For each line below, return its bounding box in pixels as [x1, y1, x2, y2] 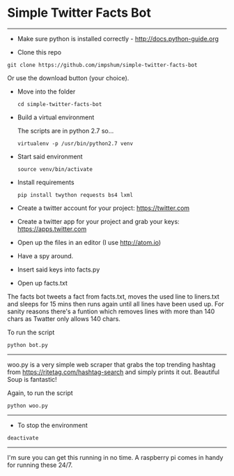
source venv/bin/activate [17, 165, 93, 172]
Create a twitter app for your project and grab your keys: [17, 217, 180, 225]
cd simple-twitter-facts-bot [17, 101, 102, 107]
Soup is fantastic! [7, 375, 57, 383]
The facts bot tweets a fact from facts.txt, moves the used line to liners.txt [7, 292, 219, 301]
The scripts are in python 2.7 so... [17, 126, 114, 135]
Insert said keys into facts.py [17, 265, 100, 274]
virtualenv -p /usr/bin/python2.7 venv [17, 140, 134, 147]
